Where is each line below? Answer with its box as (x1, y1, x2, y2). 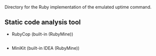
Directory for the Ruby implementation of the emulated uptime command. (4, 4, 152, 10)
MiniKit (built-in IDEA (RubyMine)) (11, 45, 80, 51)
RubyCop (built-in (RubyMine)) (11, 31, 74, 37)
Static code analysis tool (4, 18, 81, 26)
